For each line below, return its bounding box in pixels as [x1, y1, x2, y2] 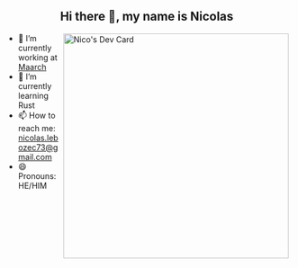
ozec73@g [17, 141, 59, 153]
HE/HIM [17, 180, 48, 191]
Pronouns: [17, 170, 57, 181]
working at [17, 51, 59, 63]
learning [17, 90, 50, 101]
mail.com [17, 151, 52, 162]
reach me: [17, 122, 56, 133]
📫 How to [17, 110, 56, 121]
